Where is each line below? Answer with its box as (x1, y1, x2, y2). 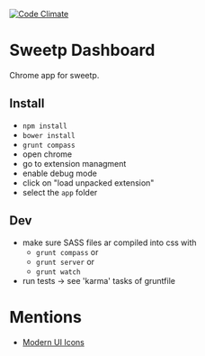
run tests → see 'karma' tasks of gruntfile (22, 275, 175, 286)
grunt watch (35, 267, 81, 277)
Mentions (9, 306, 83, 327)
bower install (22, 131, 76, 140)
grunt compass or (35, 246, 99, 257)
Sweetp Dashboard (9, 41, 156, 60)
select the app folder (22, 187, 98, 197)
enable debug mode (22, 168, 97, 178)
